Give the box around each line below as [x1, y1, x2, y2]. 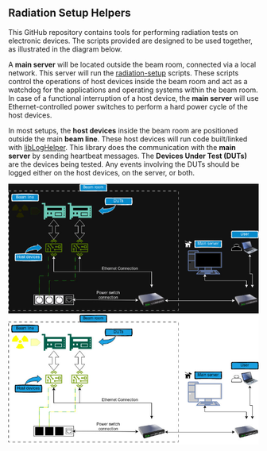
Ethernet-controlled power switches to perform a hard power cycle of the [8, 102, 248, 111]
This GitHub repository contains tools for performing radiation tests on [8, 27, 238, 37]
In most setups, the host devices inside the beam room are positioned [8, 125, 238, 135]
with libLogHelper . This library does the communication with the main [8, 142, 236, 152]
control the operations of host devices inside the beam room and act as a [8, 76, 248, 86]
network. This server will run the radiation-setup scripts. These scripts [8, 67, 239, 78]
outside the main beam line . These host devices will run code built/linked [8, 134, 248, 144]
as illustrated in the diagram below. [8, 44, 122, 54]
